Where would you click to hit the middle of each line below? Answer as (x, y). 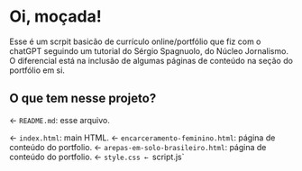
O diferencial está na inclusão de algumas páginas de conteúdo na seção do (151, 60)
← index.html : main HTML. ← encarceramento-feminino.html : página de (142, 138)
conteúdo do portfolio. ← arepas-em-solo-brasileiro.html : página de (138, 147)
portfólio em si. (37, 70)
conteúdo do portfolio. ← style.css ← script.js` (97, 157)
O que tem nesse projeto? (83, 99)
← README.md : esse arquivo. (59, 120)
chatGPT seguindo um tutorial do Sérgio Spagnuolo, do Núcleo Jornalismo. (149, 50)
